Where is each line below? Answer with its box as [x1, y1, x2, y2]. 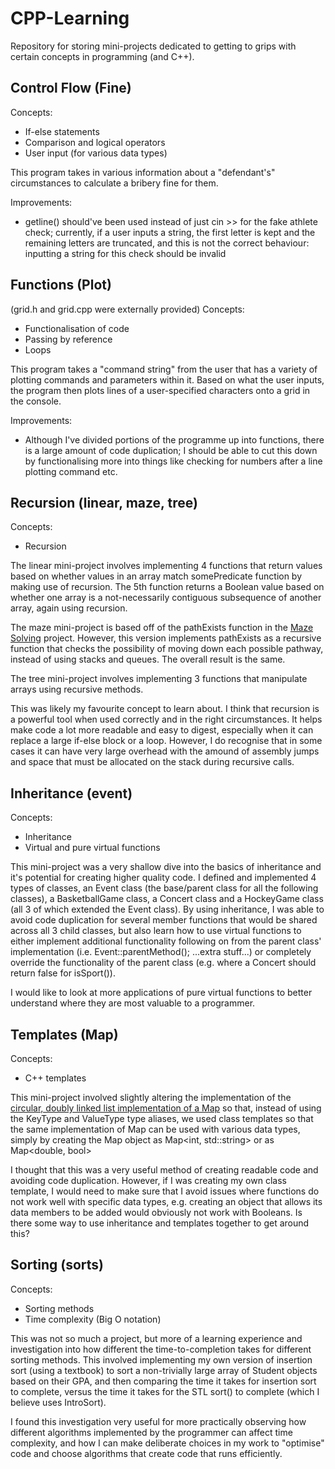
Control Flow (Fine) [10, 80, 132, 97]
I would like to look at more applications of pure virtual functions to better [10, 987, 313, 999]
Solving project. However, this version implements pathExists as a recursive [10, 632, 322, 644]
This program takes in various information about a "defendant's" [10, 166, 276, 178]
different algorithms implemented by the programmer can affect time [10, 1426, 293, 1438]
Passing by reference [24, 333, 113, 345]
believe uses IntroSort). [10, 1396, 107, 1408]
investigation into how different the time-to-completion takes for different [10, 1343, 312, 1355]
